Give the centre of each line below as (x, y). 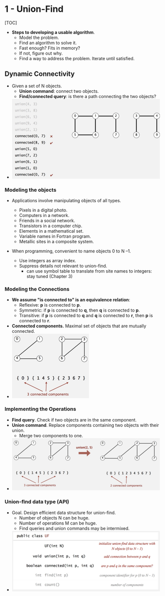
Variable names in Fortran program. (55, 236)
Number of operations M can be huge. (58, 523)
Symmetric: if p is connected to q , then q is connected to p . (79, 310)
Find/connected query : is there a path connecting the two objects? (87, 96)
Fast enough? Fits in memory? (49, 48)
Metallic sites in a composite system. (56, 241)
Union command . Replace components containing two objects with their (85, 425)
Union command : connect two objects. (59, 91)
